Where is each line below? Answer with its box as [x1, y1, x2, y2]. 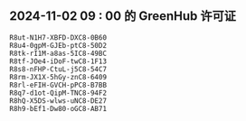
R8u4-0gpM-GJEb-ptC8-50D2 [9, 41, 107, 50]
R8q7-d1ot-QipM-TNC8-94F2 [9, 88, 107, 98]
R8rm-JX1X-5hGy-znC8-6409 [9, 72, 107, 81]
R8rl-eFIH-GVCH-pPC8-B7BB [9, 80, 107, 89]
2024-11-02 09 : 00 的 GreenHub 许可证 [9, 8, 237, 24]
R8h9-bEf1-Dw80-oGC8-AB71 [9, 104, 107, 113]
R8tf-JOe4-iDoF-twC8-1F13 [9, 57, 107, 66]
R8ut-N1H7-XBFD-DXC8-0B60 [9, 33, 107, 42]
